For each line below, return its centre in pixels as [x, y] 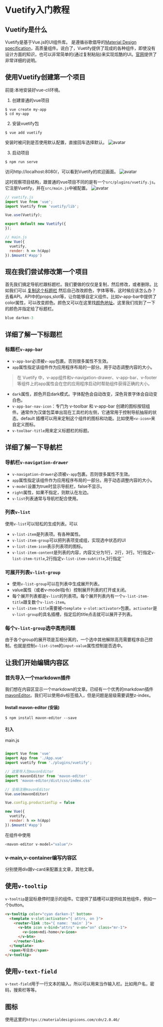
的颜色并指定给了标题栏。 [31, 309]
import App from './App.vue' [34, 758]
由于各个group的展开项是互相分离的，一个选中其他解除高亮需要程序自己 [77, 639]
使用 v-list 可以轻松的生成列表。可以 [41, 523]
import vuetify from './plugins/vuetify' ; [49, 763]
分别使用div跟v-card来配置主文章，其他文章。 [51, 869]
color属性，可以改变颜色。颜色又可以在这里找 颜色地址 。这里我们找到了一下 [80, 303]
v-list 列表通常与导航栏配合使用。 [46, 498]
